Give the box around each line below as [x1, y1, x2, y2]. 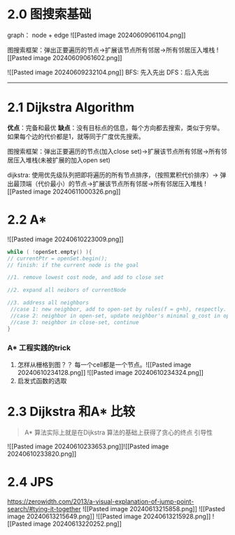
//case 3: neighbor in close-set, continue [10, 319, 139, 326]
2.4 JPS [7, 473, 54, 490]
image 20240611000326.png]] [33, 187, 121, 196]
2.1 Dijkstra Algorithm [7, 99, 135, 115]
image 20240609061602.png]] [33, 53, 122, 62]
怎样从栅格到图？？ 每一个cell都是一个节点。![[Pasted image [17, 360, 192, 369]
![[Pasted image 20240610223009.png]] [7, 235, 124, 243]
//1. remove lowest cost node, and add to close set [7, 274, 164, 281]
